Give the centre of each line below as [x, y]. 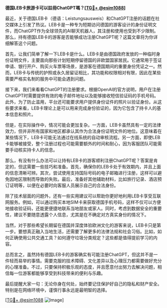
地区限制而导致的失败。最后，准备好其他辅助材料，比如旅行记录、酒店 [85, 179]
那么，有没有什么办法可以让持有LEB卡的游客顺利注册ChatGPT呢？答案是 [79, 160]
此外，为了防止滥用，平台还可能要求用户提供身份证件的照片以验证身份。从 [81, 102]
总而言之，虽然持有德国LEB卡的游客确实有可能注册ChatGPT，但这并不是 [79, 254]
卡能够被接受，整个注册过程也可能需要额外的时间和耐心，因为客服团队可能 [81, 144]
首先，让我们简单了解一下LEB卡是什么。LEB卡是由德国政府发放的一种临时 [81, 54]
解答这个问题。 [25, 43]
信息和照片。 [22, 114]
